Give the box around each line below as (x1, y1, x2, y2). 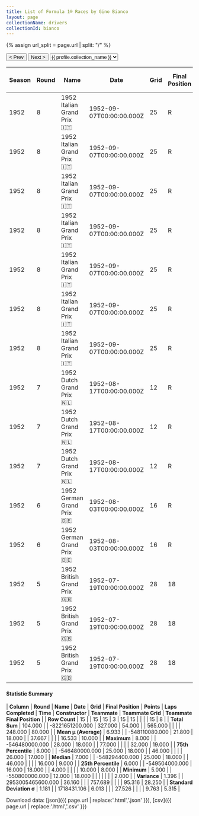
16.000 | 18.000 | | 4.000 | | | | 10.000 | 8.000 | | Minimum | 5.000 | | (6, 766, 172, 773)
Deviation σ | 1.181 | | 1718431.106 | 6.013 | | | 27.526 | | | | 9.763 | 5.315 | (6, 785, 181, 792)
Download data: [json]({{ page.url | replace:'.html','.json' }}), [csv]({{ (6, 796, 172, 804)
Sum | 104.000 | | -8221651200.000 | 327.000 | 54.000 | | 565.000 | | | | (6, 722, 181, 729)
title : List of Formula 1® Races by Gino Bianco (6, 8, 129, 15)
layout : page (6, 14, 38, 20)
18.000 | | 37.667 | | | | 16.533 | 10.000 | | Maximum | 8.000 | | (6, 735, 156, 742)
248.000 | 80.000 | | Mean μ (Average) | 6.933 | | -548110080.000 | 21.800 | (6, 728, 194, 736)
